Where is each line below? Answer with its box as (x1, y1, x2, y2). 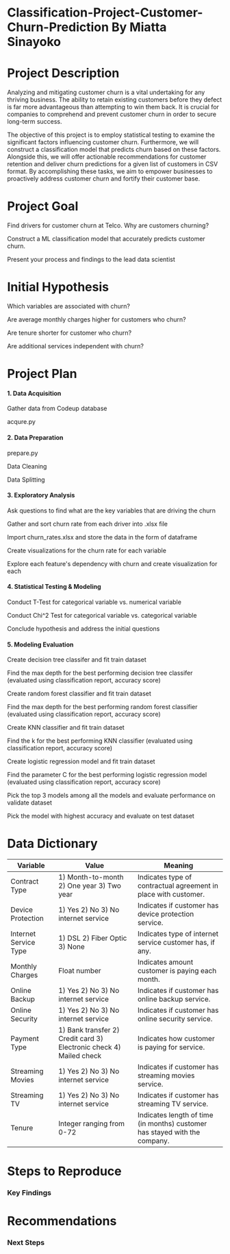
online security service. (137, 1014, 213, 1024)
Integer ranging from (57, 1119, 125, 1128)
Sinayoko (7, 34, 62, 49)
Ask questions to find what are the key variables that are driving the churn (7, 506, 216, 515)
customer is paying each (137, 966, 217, 976)
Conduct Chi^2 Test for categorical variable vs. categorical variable (7, 612, 197, 619)
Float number (57, 966, 101, 976)
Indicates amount (137, 957, 194, 967)
